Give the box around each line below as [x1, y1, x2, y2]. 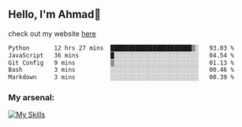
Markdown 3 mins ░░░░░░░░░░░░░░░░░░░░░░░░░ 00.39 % [8, 73, 235, 81]
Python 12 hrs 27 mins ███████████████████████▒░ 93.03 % [8, 44, 235, 52]
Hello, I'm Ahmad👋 [8, 8, 102, 21]
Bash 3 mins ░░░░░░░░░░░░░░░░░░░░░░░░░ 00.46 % [8, 66, 235, 74]
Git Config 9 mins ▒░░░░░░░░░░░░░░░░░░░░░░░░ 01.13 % [8, 58, 235, 67]
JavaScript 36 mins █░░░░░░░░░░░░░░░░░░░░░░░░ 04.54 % [8, 51, 235, 59]
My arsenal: [8, 92, 55, 103]
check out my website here [8, 28, 97, 38]
